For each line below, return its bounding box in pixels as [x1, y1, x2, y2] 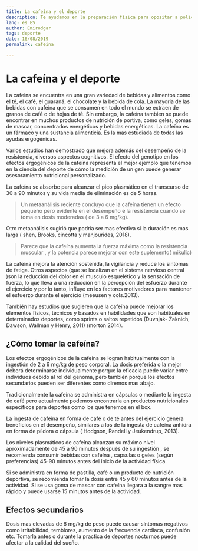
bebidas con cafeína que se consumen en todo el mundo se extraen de [6, 104, 179, 111]
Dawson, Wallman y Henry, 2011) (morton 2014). [6, 322, 123, 329]
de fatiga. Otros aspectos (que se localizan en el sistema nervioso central [6, 266, 184, 273]
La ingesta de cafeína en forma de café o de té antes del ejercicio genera [6, 415, 184, 422]
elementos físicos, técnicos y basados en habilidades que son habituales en [6, 309, 191, 316]
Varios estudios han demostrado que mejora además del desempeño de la [6, 147, 187, 154]
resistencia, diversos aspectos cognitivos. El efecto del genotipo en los [6, 153, 179, 160]
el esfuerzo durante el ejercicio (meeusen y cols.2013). [6, 291, 140, 298]
